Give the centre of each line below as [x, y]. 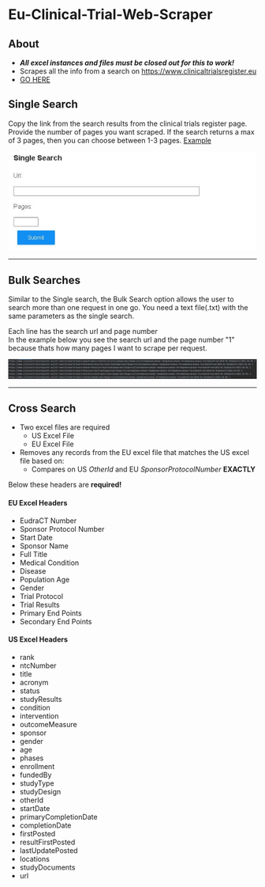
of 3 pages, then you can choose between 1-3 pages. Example [110, 140]
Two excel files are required [65, 427]
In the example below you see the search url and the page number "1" [121, 340]
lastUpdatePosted [49, 850]
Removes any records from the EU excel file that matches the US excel [134, 453]
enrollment [37, 766]
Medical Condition [49, 563]
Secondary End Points [56, 621]
